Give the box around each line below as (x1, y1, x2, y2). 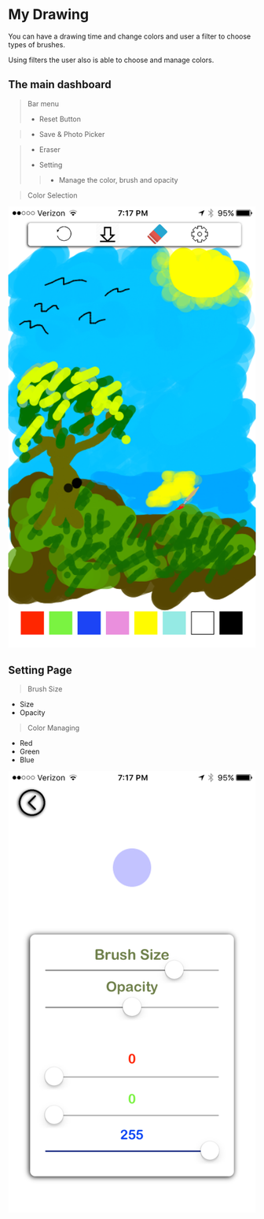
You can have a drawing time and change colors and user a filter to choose (8, 31, 251, 41)
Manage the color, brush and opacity (58, 175, 178, 184)
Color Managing (27, 723, 80, 733)
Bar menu (27, 98, 60, 108)
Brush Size (27, 684, 63, 694)
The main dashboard (8, 78, 112, 91)
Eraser (38, 144, 60, 154)
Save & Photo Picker (38, 129, 105, 139)
